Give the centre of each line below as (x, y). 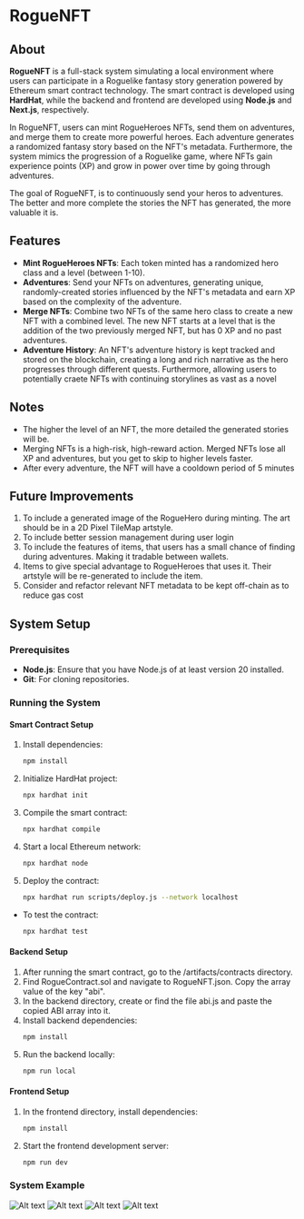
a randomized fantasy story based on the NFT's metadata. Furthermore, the (151, 147)
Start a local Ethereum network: (82, 847)
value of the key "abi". (64, 991)
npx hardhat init (55, 796)
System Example (47, 1185)
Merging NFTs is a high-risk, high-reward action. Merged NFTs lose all (154, 448)
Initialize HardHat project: (70, 778)
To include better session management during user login (128, 538)
